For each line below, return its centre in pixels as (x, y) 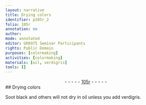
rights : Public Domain (29, 48)
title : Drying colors (28, 15)
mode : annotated (22, 39)
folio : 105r (18, 24)
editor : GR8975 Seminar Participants (45, 44)
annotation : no (21, 29)
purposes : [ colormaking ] (32, 53)
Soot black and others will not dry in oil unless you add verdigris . (73, 97)
